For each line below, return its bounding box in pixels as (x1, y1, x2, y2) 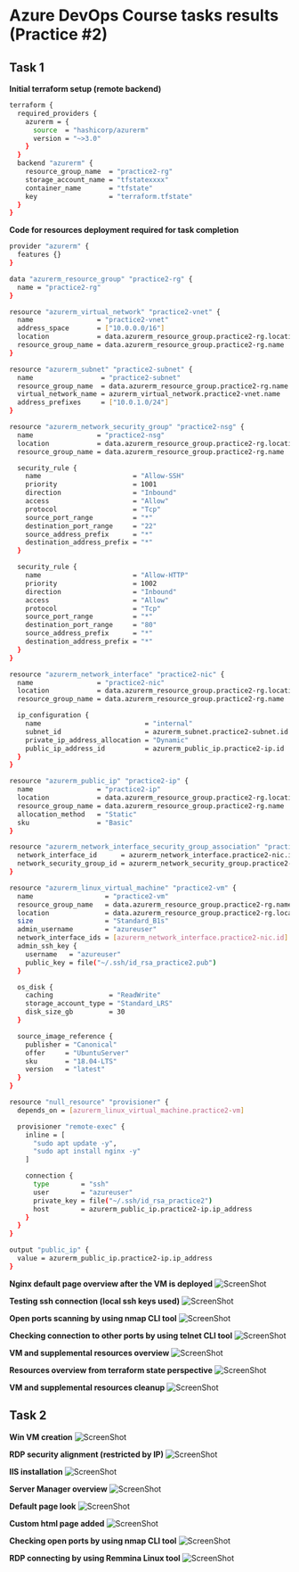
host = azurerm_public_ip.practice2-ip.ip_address (32, 1204, 253, 1213)
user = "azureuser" (32, 1187, 133, 1196)
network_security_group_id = (17, 859, 125, 868)
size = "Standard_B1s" (17, 916, 169, 926)
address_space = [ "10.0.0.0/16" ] (17, 324, 166, 333)
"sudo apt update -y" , (32, 1138, 117, 1147)
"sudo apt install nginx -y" (32, 1147, 141, 1156)
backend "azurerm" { (17, 159, 93, 168)
